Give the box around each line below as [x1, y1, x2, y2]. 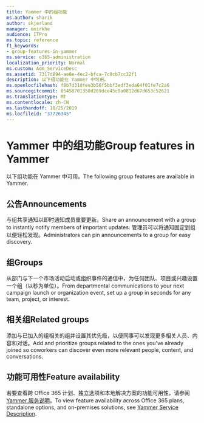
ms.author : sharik [6, 15, 53, 21]
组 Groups [6, 257, 43, 267]
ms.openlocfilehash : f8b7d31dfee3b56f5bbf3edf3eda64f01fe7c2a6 [6, 83, 170, 89]
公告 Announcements [6, 199, 87, 209]
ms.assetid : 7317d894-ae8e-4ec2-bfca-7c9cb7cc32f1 [6, 71, 137, 77]
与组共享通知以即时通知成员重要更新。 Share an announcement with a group [6, 216, 196, 224]
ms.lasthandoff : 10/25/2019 [6, 105, 78, 111]
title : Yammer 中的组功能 [6, 9, 67, 15]
